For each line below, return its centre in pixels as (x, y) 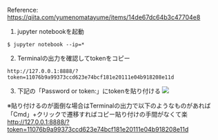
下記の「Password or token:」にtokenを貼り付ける (89, 91)
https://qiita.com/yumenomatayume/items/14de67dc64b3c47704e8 (104, 17)
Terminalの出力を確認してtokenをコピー (73, 58)
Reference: (23, 10)
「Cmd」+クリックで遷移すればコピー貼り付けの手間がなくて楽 (97, 114)
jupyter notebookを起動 (50, 31)
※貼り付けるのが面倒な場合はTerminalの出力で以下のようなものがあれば (109, 106)
